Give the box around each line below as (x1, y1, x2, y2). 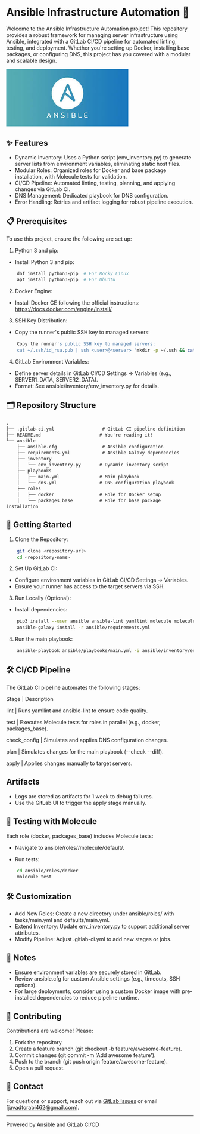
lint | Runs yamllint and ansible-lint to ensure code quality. (6, 707, 148, 714)
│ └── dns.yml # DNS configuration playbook (17, 480, 174, 485)
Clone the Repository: (14, 536, 68, 543)
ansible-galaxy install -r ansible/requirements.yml (17, 625, 151, 631)
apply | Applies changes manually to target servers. (6, 760, 133, 767)
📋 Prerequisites (6, 216, 67, 226)
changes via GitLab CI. (14, 185, 71, 193)
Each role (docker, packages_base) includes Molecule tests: (6, 832, 154, 840)
